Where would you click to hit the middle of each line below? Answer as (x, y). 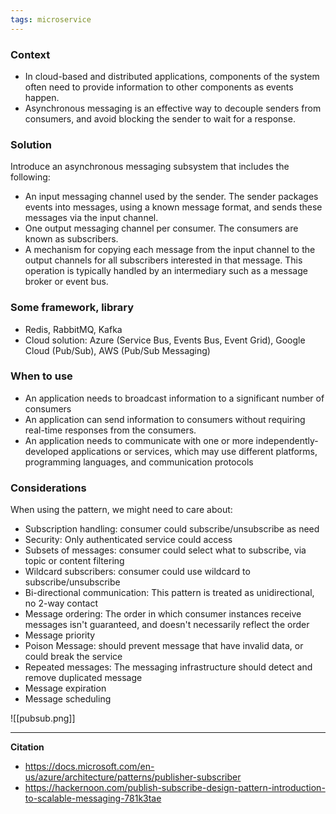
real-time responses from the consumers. (110, 430)
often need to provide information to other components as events (159, 87)
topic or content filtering (74, 561)
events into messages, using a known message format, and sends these (173, 207)
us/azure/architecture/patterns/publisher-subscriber (133, 777)
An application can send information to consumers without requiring (165, 419)
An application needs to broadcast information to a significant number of (174, 398)
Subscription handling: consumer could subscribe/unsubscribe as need (172, 529)
